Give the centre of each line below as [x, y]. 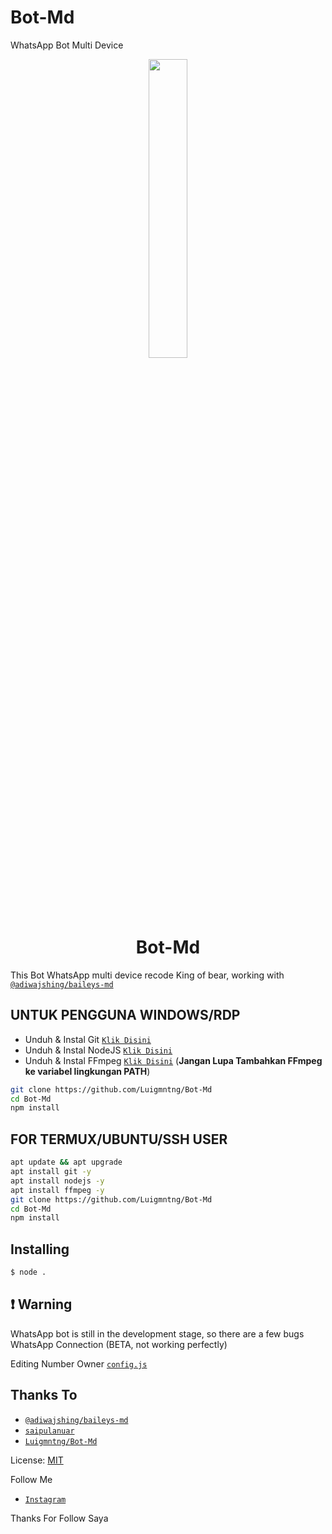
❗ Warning [41, 1304]
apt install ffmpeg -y [57, 1190]
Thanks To [44, 1395]
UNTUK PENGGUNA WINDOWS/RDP [125, 1015]
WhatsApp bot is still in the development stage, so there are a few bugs [157, 1333]
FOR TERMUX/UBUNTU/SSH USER [119, 1139]
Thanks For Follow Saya [59, 1518]
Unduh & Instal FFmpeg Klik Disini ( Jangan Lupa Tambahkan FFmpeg [173, 1060]
